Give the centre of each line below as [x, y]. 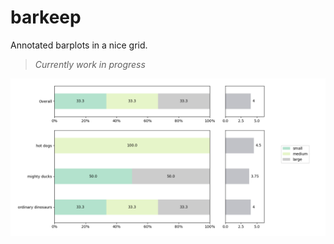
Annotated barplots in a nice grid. [79, 45]
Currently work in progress [90, 64]
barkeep [46, 17]
